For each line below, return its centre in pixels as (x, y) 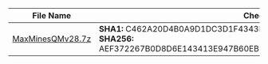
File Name (52, 15)
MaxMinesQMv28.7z (52, 39)
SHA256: (116, 39)
